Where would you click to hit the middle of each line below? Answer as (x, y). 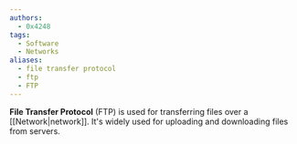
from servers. (35, 131)
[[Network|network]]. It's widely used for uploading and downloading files (149, 121)
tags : (20, 35)
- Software (38, 43)
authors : (26, 18)
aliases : (26, 60)
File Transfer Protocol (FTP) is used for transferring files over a (129, 111)
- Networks (38, 52)
